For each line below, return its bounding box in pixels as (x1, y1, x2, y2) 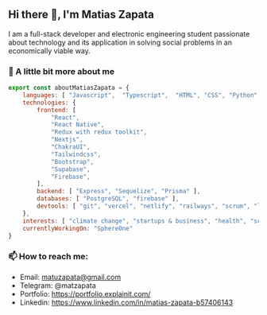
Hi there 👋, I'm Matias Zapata (8, 8, 155, 21)
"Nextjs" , (50, 136, 83, 144)
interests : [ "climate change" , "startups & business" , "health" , (22, 216, 247, 225)
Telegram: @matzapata (19, 280, 97, 290)
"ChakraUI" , (50, 143, 91, 151)
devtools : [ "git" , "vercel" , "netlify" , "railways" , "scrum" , (37, 202, 250, 211)
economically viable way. (8, 45, 91, 56)
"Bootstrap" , (50, 157, 94, 165)
